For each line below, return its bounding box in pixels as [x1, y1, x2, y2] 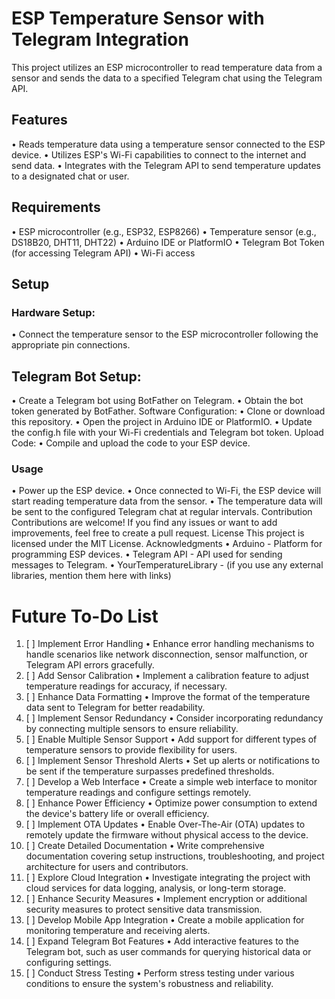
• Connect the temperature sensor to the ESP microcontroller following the [11, 328, 319, 341]
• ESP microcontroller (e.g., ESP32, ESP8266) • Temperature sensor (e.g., [11, 225, 317, 237]
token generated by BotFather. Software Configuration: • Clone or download [11, 405, 326, 417]
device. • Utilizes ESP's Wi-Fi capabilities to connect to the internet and [11, 148, 307, 161]
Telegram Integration [11, 28, 189, 51]
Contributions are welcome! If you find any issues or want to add [11, 517, 278, 529]
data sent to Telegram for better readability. [25, 702, 206, 714]
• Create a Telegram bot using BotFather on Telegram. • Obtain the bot [11, 395, 304, 407]
